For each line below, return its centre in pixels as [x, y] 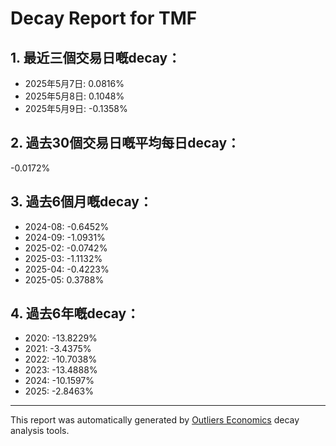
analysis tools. [40, 431]
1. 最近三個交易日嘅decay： [96, 57]
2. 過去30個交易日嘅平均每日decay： [125, 143]
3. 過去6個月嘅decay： [81, 202]
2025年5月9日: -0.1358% [76, 108]
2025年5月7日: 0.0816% [74, 83]
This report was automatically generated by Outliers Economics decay [155, 420]
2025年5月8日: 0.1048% [74, 96]
